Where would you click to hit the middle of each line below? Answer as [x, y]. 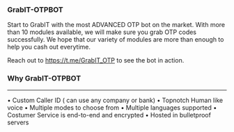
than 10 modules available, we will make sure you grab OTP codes [102, 32]
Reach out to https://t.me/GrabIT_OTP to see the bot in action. [96, 60]
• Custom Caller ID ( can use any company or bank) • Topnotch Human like [115, 100]
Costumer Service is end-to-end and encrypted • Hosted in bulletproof [109, 115]
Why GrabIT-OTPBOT [44, 79]
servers [18, 122]
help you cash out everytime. [49, 47]
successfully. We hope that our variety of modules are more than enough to [116, 40]
